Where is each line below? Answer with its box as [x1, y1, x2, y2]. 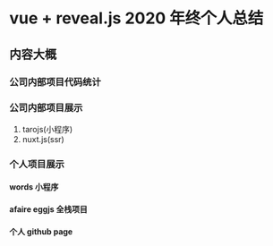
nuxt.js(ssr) [21, 133, 64, 144]
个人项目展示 [9, 157, 65, 170]
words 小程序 [9, 182, 59, 192]
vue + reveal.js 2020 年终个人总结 [9, 8, 264, 29]
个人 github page [9, 225, 73, 237]
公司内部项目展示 [9, 102, 83, 115]
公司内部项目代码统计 [9, 75, 101, 88]
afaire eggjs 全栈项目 [9, 203, 88, 215]
